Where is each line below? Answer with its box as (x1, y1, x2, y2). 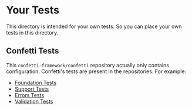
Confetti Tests (6, 46, 59, 56)
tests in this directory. (6, 29, 59, 36)
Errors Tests (14, 91, 45, 98)
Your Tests (6, 4, 60, 17)
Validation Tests (14, 98, 53, 105)
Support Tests (14, 85, 49, 92)
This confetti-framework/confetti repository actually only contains (6, 61, 169, 68)
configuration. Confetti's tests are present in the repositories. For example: (6, 68, 187, 75)
